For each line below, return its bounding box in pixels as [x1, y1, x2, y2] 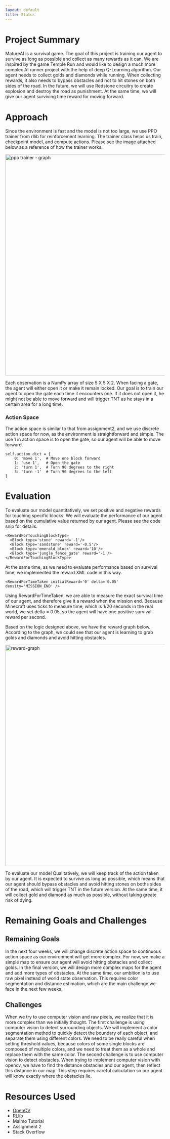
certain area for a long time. [5, 401, 63, 407]
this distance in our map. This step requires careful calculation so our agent [5, 1068, 163, 1074]
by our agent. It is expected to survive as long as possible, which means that [5, 875, 165, 881]
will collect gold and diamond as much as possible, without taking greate [5, 892, 157, 898]
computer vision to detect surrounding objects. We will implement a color [5, 1025, 158, 1031]
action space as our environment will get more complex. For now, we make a [5, 953, 165, 959]
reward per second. [5, 614, 47, 620]
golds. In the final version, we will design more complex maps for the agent [5, 964, 162, 971]
